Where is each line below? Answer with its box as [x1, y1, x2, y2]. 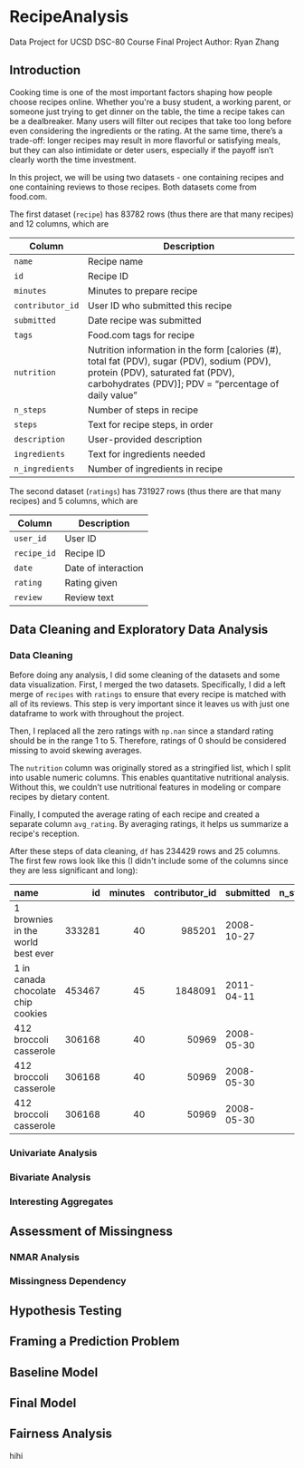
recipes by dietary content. [9, 792, 110, 802]
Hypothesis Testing [9, 1303, 122, 1318]
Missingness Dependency [9, 1275, 127, 1288]
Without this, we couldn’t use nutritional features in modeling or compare [9, 782, 281, 792]
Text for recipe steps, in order [87, 418, 214, 431]
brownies [14, 913, 54, 926]
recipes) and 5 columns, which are [9, 495, 138, 506]
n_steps [14, 404, 47, 414]
